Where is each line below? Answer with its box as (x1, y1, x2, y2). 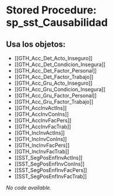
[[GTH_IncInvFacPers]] (14, 142, 70, 149)
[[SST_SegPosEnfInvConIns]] (14, 160, 85, 167)
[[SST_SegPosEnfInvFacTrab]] (14, 173, 87, 180)
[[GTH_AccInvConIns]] (14, 111, 69, 118)
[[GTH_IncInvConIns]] (14, 136, 67, 142)
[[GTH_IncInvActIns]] (14, 129, 65, 136)
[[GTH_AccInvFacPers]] (14, 117, 72, 123)
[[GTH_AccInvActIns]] (14, 105, 67, 111)
